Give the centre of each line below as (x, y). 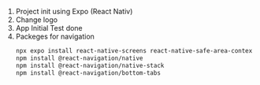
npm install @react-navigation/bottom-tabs (88, 73)
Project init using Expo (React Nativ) (74, 11)
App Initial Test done (49, 28)
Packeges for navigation (55, 36)
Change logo (36, 20)
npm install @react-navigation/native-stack (90, 65)
